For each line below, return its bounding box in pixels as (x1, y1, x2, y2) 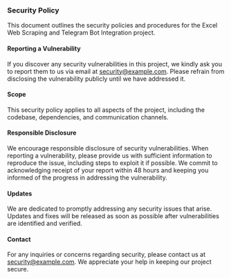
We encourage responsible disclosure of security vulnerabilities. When (7, 144, 209, 152)
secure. (7, 265, 29, 273)
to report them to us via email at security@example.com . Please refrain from (7, 67, 225, 75)
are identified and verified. (7, 220, 83, 228)
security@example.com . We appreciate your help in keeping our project (7, 258, 212, 266)
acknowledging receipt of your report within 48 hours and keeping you (7, 166, 209, 174)
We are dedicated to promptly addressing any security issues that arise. (7, 204, 212, 213)
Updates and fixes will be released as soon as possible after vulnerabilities (7, 212, 220, 220)
